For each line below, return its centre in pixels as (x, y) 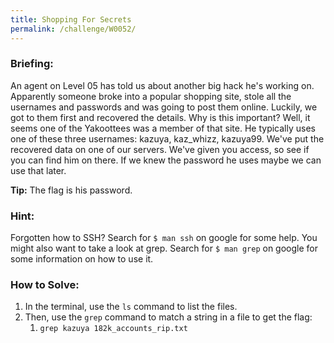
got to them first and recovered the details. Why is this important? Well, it (160, 117)
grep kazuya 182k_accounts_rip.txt (113, 329)
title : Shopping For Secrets (71, 19)
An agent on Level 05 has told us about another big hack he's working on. (162, 85)
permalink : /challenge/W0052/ (73, 29)
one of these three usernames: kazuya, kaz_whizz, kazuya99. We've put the (167, 138)
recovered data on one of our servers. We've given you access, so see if (160, 149)
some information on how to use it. (82, 259)
